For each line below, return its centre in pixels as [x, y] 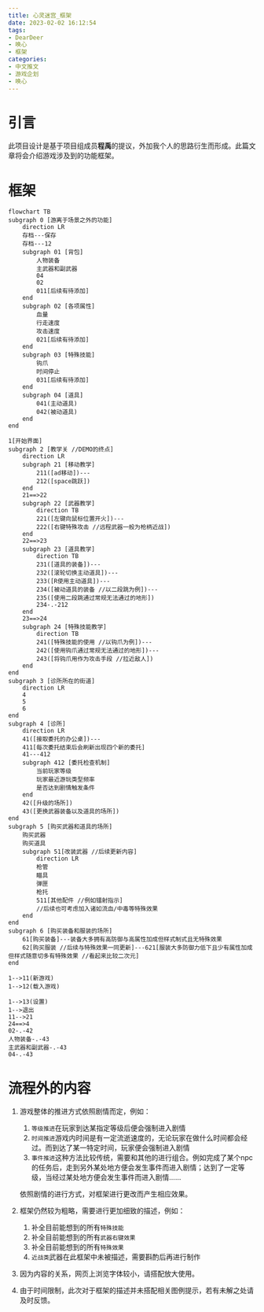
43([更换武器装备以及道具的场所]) [71, 811]
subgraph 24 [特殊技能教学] [65, 627]
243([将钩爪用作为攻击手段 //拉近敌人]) [95, 659]
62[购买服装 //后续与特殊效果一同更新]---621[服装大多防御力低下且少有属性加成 [137, 948]
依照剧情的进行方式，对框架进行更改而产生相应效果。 [106, 1194]
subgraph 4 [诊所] [37, 724]
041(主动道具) [57, 404]
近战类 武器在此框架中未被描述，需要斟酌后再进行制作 [116, 1257]
